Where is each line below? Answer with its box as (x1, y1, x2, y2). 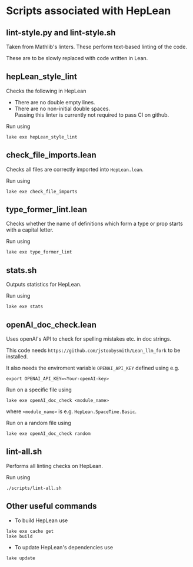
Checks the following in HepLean (6, 87, 86, 94)
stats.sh (6, 265, 37, 275)
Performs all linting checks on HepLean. (6, 462, 103, 469)
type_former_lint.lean (6, 205, 87, 215)
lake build (6, 533, 33, 539)
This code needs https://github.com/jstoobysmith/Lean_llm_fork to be (6, 347, 181, 354)
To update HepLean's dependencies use (14, 543, 114, 550)
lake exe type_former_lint (6, 249, 72, 255)
